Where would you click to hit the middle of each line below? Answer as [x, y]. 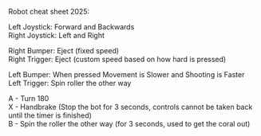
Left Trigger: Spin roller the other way [70, 83]
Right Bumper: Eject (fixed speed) [64, 51]
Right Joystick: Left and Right [57, 35]
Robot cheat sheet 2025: [49, 12]
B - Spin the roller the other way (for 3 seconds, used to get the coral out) [129, 124]
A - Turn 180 [29, 98]
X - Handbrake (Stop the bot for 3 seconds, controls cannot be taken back [130, 107]
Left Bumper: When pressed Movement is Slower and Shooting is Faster [127, 74]
